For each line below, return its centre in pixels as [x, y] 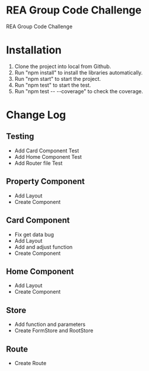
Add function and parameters [50, 324]
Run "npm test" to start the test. [53, 85]
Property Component [46, 181]
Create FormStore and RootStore [54, 331]
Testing [20, 136]
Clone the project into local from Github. [63, 66]
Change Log [36, 115]
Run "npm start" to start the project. [58, 79]
